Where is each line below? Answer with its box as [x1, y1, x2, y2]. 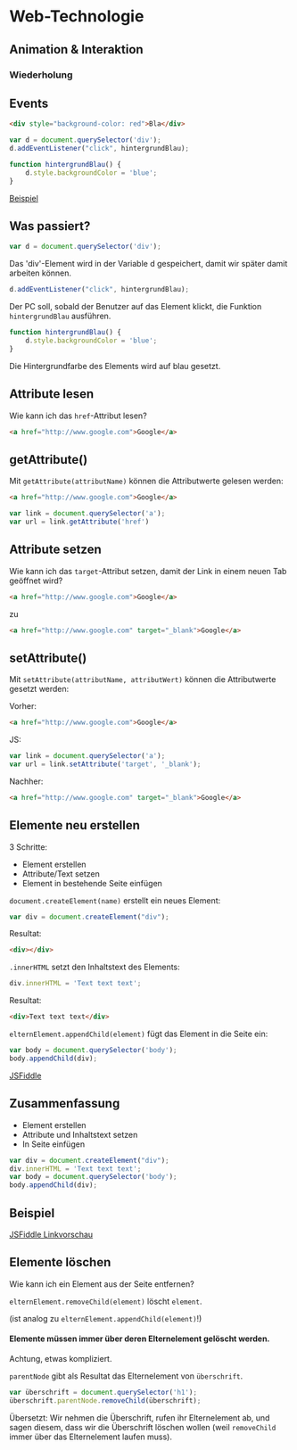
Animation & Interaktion [9, 42, 144, 57]
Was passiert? [9, 218, 91, 234]
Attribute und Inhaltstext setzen [21, 1129, 138, 1140]
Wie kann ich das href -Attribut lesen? [9, 410, 147, 421]
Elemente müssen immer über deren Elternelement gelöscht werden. [9, 1333, 270, 1344]
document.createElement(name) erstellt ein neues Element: [9, 894, 221, 906]
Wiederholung [9, 69, 73, 81]
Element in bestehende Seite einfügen [21, 877, 163, 888]
